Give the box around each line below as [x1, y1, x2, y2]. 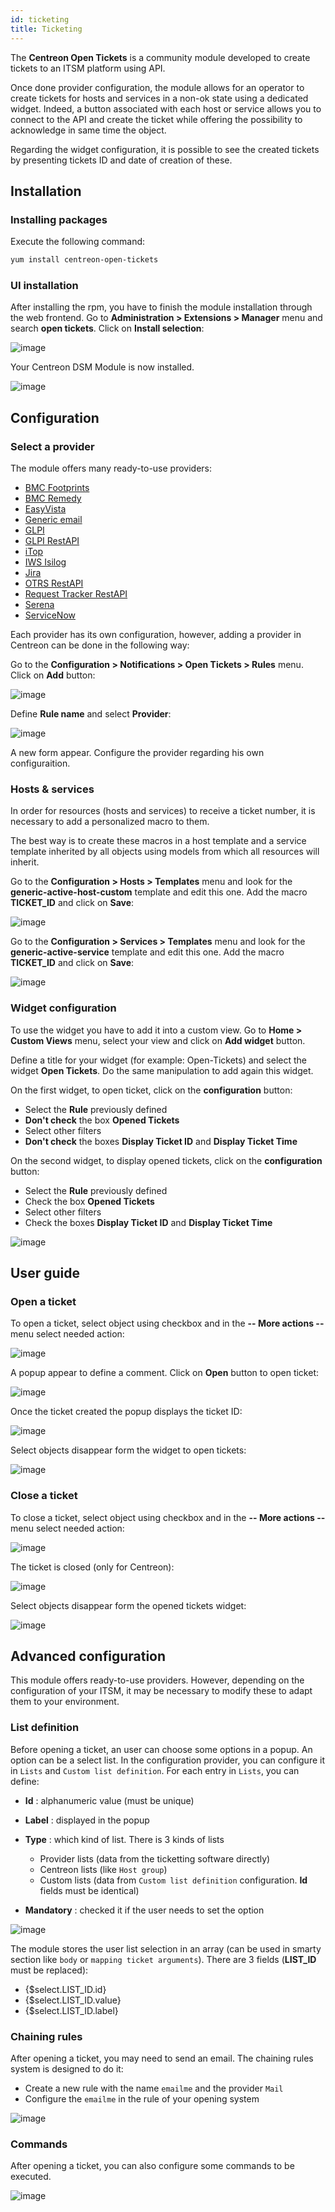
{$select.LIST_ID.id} [24, 1983, 107, 1995]
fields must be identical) [39, 1884, 140, 1896]
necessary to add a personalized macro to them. [10, 816, 210, 828]
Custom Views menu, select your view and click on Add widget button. [10, 1034, 306, 1046]
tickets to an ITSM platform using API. [10, 62, 166, 74]
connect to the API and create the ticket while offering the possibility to [10, 113, 303, 125]
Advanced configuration [10, 1648, 167, 1665]
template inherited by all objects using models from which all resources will [10, 846, 320, 858]
